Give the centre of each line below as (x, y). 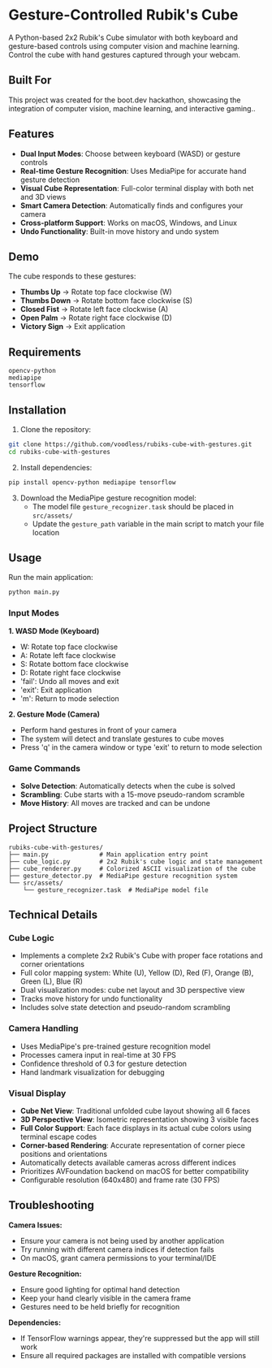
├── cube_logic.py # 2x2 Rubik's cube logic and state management (136, 861)
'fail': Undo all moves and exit (69, 681)
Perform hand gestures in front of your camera (98, 729)
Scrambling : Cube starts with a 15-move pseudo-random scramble (132, 794)
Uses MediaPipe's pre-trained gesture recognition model (115, 1046)
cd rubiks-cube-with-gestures (60, 452)
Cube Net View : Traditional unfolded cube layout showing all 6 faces (135, 1111)
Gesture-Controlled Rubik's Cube (123, 15)
